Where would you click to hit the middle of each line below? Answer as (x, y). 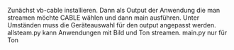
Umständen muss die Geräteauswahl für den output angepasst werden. (112, 25)
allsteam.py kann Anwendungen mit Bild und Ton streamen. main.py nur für (117, 32)
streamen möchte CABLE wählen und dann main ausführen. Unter (104, 18)
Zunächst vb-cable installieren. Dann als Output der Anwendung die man (114, 10)
